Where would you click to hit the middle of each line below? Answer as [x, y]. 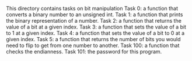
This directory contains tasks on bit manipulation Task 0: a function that [92, 8]
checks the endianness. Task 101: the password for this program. [84, 51]
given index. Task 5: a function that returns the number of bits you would [93, 39]
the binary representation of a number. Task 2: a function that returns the [94, 21]
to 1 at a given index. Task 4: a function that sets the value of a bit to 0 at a [95, 33]
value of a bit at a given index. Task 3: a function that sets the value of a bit [96, 27]
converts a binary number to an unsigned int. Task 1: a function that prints [95, 15]
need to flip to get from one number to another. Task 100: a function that [93, 45]
